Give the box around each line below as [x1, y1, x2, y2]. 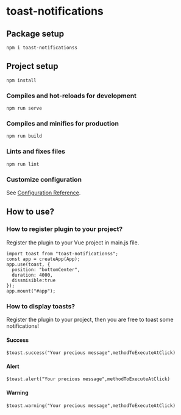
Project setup [6, 61, 59, 71]
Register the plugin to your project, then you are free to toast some [6, 316, 174, 323]
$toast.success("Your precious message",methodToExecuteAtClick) [6, 350, 176, 356]
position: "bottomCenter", [12, 266, 80, 272]
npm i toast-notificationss [6, 44, 78, 51]
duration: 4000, [12, 272, 53, 278]
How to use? [6, 207, 55, 217]
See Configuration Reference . [6, 189, 81, 196]
